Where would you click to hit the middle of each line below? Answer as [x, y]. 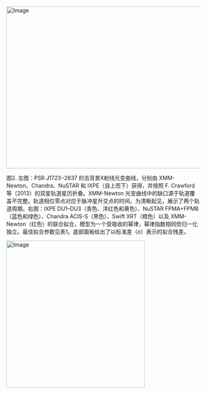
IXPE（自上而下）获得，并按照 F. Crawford [141, 186]
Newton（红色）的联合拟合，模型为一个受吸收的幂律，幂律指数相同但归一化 [102, 224]
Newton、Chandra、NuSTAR [43, 186]
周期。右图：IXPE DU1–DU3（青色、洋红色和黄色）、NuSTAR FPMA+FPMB [105, 209]
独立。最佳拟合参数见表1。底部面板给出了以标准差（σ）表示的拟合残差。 [98, 232]
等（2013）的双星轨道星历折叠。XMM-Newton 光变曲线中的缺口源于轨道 [98, 193]
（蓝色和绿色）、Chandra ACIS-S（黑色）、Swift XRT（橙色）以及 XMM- [97, 216]
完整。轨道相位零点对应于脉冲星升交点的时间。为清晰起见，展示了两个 [105, 201]
